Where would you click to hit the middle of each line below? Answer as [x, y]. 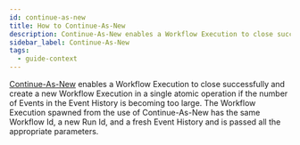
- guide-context [47, 59]
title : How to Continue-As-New [67, 26]
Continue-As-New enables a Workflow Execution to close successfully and [147, 84]
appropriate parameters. [54, 131]
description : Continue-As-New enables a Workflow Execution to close [142, 34]
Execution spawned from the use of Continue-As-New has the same [135, 113]
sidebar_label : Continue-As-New [69, 42]
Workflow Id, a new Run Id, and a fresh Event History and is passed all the [145, 122]
